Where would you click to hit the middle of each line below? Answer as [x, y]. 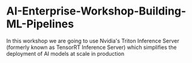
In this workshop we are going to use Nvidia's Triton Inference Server [93, 41]
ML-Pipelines [40, 24]
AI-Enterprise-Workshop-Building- [96, 11]
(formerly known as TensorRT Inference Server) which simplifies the [91, 47]
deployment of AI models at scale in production [65, 53]
